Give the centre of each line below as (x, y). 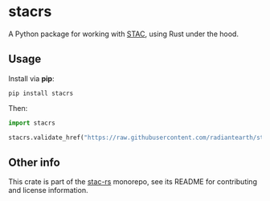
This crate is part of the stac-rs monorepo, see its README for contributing (133, 182)
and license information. (48, 191)
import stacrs (32, 123)
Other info (34, 162)
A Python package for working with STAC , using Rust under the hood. (124, 34)
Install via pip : (31, 78)
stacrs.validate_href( (46, 137)
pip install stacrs (41, 93)
